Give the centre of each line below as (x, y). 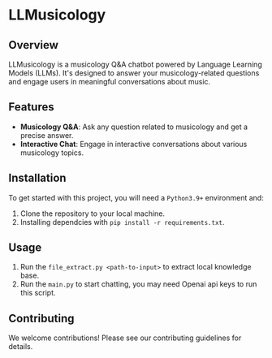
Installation (37, 178)
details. (21, 347)
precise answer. (47, 135)
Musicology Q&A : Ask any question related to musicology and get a (134, 127)
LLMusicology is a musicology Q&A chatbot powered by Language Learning (135, 64)
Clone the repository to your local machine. (92, 214)
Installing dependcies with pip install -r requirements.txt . (122, 222)
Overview (34, 45)
